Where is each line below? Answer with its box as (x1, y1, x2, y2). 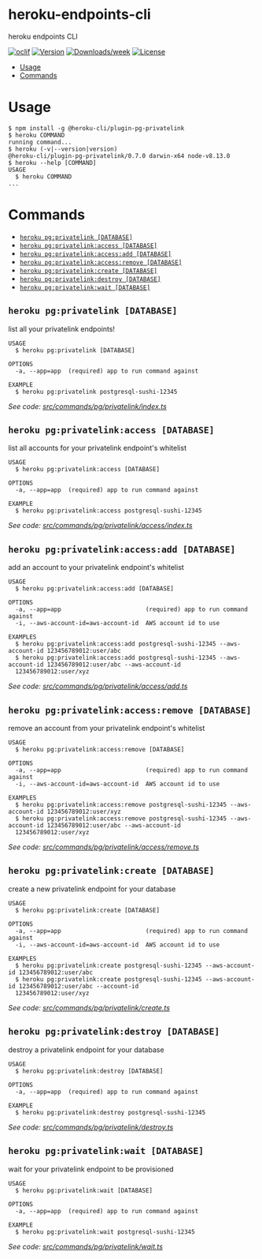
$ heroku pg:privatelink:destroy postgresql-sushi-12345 (15, 1108, 206, 1116)
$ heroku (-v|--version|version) (8, 144, 118, 153)
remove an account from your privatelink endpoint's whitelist (8, 724, 205, 733)
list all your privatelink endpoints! (8, 324, 116, 333)
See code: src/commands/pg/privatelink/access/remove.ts (8, 842, 199, 852)
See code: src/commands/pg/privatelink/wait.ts (8, 1242, 164, 1251)
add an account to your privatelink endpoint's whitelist (8, 563, 185, 572)
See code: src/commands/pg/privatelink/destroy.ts (8, 1122, 174, 1132)
